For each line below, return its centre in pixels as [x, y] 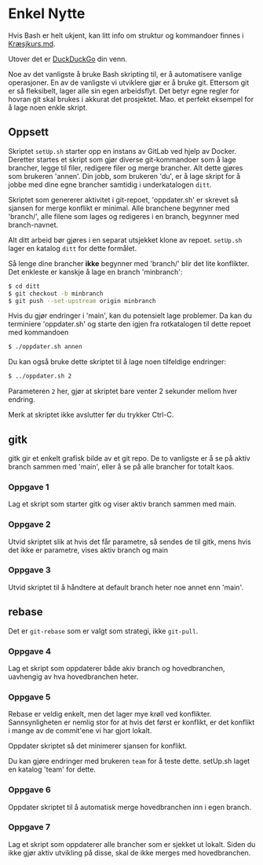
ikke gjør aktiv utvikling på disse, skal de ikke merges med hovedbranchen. [130, 852]
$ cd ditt [24, 286]
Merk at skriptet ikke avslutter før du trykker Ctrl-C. [91, 415]
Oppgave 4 [29, 651]
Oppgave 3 [29, 570]
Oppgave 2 [29, 524]
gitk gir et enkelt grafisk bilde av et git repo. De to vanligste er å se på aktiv [129, 458]
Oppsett [29, 132]
